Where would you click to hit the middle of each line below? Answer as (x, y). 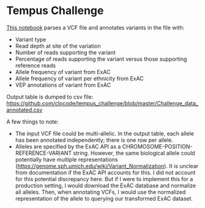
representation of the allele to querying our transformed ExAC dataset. (104, 198)
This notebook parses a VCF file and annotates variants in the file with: (95, 28)
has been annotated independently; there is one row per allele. (94, 140)
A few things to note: (33, 121)
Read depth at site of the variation (58, 46)
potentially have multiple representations (66, 159)
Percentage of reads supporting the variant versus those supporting (101, 59)
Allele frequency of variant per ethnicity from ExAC (79, 78)
